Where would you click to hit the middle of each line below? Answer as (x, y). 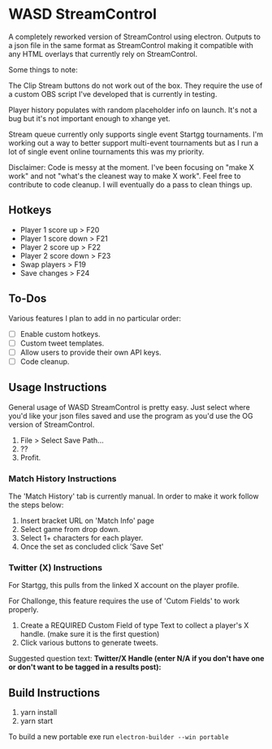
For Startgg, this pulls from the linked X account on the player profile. (124, 586)
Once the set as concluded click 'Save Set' (92, 547)
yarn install (39, 712)
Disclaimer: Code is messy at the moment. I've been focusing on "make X (131, 167)
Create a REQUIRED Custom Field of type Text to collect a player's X (134, 625)
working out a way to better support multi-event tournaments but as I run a (134, 142)
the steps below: (36, 504)
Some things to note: (43, 69)
